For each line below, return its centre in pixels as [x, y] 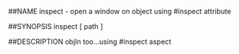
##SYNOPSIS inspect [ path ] [56, 26]
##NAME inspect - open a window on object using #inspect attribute [119, 11]
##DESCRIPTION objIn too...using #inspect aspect [90, 41]
